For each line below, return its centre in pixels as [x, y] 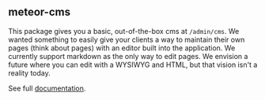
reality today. [29, 72]
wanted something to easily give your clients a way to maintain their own [127, 39]
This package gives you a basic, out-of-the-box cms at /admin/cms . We [124, 31]
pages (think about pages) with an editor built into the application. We [122, 48]
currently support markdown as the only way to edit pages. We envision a [128, 56]
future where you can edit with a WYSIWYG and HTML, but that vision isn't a [133, 65]
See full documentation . [47, 88]
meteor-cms [40, 12]
